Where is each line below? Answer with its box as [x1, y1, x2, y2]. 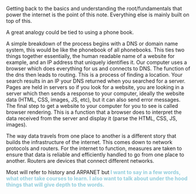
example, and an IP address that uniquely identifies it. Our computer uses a [6, 59, 187, 66]
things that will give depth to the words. [6, 181, 105, 188]
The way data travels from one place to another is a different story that [6, 132, 177, 139]
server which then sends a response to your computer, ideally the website [6, 90, 185, 97]
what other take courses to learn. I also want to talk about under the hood [6, 175, 188, 182]
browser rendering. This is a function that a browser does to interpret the [6, 108, 182, 115]
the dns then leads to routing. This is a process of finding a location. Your [6, 72, 183, 78]
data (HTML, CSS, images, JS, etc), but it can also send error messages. [6, 96, 181, 103]
